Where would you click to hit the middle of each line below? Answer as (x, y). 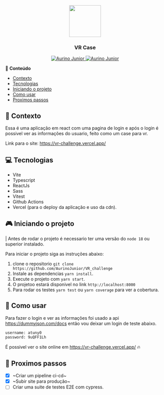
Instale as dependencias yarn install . (53, 274)
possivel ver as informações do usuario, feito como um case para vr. (77, 134)
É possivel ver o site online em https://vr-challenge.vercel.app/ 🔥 (73, 347)
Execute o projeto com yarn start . (49, 279)
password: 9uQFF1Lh (26, 338)
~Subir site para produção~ (41, 381)
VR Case (85, 47)
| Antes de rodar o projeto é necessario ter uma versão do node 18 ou (77, 238)
